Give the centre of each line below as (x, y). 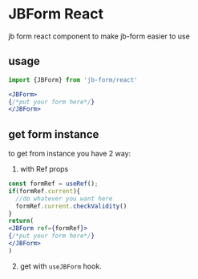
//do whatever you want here (64, 198)
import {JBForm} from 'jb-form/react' (73, 80)
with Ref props (44, 169)
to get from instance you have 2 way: (70, 154)
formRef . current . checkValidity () (71, 206)
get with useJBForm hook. (61, 266)
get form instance (54, 134)
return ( (21, 221)
